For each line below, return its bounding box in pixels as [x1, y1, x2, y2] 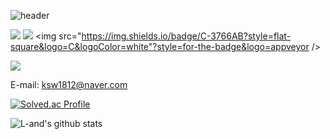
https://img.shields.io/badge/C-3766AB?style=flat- [81, 30, 292, 42]
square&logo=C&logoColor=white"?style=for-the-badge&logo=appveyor [10, 41, 310, 52]
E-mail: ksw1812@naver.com [10, 79, 128, 90]
